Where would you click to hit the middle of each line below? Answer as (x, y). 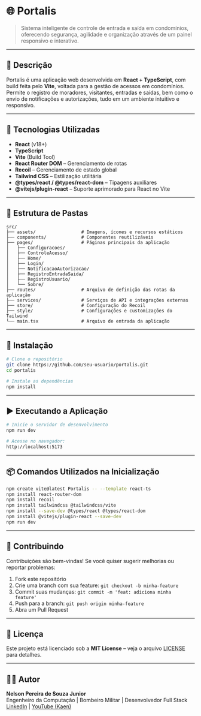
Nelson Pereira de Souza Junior (46, 694)
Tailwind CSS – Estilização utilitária (58, 176)
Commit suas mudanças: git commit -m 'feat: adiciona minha (93, 591)
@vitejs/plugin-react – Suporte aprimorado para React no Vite (92, 189)
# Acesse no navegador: (36, 441)
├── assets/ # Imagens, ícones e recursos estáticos (95, 232)
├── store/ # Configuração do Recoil (76, 306)
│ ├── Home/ (24, 258)
